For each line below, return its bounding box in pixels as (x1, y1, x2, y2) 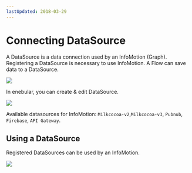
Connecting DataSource (6, 33, 126, 47)
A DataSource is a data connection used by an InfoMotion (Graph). (6, 53, 167, 60)
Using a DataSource (6, 133, 80, 144)
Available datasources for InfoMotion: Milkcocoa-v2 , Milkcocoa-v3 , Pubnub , (6, 110, 183, 117)
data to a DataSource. (6, 66, 59, 73)
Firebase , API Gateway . (6, 117, 61, 124)
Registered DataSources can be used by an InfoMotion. (6, 149, 140, 156)
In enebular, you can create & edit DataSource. (6, 88, 119, 95)
